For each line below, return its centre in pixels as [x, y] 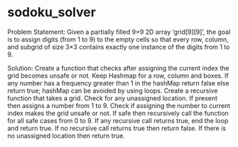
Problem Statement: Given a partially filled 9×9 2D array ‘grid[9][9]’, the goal [119, 32]
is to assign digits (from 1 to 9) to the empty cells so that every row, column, [118, 39]
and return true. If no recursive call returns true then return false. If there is [117, 128]
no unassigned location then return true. [66, 136]
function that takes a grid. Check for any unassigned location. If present [113, 98]
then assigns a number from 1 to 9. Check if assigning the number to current [119, 105]
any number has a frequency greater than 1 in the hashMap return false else [118, 83]
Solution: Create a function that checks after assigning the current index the [118, 68]
